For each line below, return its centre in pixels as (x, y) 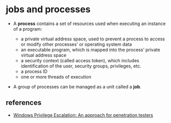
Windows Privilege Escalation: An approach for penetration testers (83, 115)
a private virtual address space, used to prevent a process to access (93, 39)
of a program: (28, 29)
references (24, 103)
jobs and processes (48, 9)
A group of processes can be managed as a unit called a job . (77, 87)
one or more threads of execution (56, 77)
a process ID (34, 71)
